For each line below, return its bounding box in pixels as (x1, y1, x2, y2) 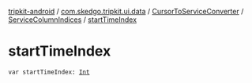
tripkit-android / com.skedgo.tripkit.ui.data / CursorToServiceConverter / (8, 7, 244, 16)
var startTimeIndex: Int (8, 68, 90, 76)
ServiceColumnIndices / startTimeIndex (8, 15, 137, 24)
